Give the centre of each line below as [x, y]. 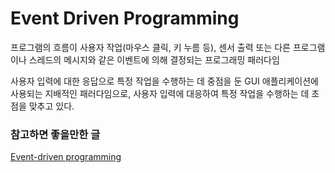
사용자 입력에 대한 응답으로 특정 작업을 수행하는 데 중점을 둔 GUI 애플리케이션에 [164, 81]
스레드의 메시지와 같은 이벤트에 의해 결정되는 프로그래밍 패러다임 [154, 59]
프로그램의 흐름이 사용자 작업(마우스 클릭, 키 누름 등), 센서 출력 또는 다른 [150, 47]
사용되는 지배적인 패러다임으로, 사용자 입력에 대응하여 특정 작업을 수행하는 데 [160, 93]
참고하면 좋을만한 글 [55, 134]
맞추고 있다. [51, 106]
